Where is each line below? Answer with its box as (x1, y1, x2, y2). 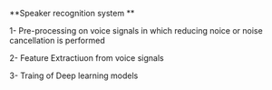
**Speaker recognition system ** (9, 8, 135, 18)
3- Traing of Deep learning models (9, 70, 139, 81)
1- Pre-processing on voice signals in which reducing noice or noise (9, 25, 263, 35)
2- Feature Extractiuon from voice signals (9, 53, 165, 63)
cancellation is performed (9, 35, 106, 45)
